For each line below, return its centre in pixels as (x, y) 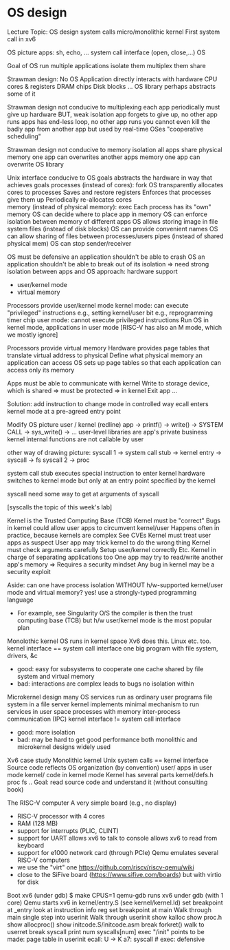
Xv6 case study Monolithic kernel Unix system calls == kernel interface (108, 760)
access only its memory (41, 370)
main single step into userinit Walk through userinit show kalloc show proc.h (115, 917)
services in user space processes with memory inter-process (94, 711)
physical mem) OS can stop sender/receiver (69, 243)
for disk (28, 882)
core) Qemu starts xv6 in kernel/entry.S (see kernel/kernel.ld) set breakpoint (115, 902)
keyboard (31, 845)
